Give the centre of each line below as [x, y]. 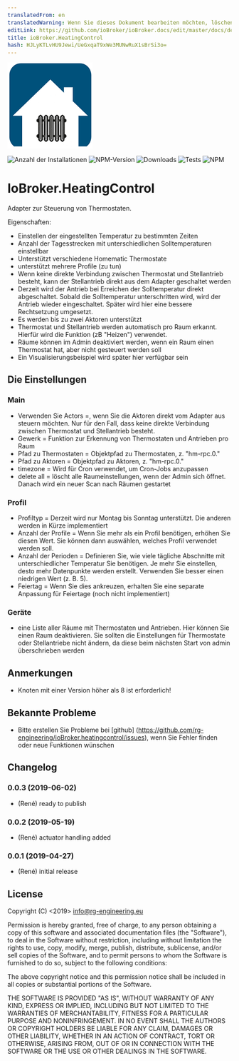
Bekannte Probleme [52, 713]
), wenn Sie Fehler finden [181, 737]
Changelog [32, 768]
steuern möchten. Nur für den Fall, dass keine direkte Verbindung [113, 423]
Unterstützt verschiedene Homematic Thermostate [92, 259]
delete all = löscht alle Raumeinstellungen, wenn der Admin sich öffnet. [122, 476]
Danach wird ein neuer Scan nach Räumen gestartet [94, 484]
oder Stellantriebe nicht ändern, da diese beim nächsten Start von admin [124, 643]
